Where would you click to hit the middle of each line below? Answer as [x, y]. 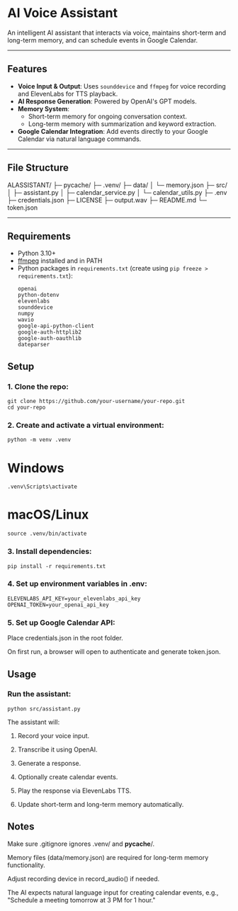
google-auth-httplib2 [49, 332]
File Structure [38, 168]
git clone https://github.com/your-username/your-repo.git [96, 402]
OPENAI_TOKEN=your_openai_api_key [58, 605]
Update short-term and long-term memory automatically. [101, 804]
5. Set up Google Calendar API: [61, 623]
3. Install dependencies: [50, 552]
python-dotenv [38, 295]
